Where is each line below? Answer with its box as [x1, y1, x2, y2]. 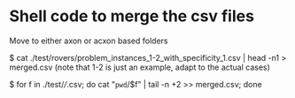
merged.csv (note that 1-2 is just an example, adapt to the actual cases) [9, 62, 270, 72]
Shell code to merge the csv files [9, 6, 255, 26]
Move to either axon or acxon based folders [9, 35, 168, 46]
